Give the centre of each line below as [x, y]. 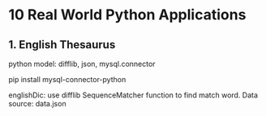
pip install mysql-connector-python [67, 79]
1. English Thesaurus [62, 45]
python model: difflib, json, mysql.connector [82, 64]
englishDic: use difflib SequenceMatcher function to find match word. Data [133, 95]
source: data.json [37, 104]
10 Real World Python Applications [127, 15]
